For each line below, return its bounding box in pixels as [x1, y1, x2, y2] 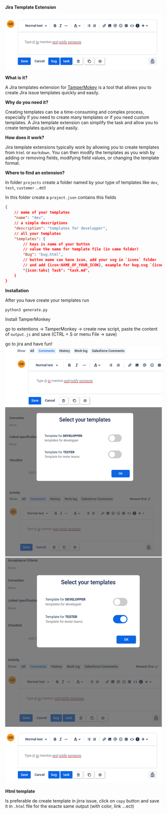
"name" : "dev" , [14, 215, 46, 220]
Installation [5, 287, 29, 293]
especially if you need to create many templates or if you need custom [5, 114, 150, 120]
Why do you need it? [5, 99, 49, 105]
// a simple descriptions [14, 220, 68, 226]
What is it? [5, 75, 28, 81]
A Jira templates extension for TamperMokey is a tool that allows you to [5, 84, 152, 90]
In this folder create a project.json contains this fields [5, 195, 117, 201]
